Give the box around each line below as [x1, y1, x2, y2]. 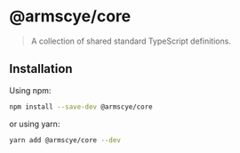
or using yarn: [9, 118, 60, 129]
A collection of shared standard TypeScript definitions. [30, 36, 231, 46]
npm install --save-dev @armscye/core [9, 102, 153, 111]
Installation [9, 61, 73, 76]
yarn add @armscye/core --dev [9, 135, 122, 144]
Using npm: [9, 85, 52, 95]
